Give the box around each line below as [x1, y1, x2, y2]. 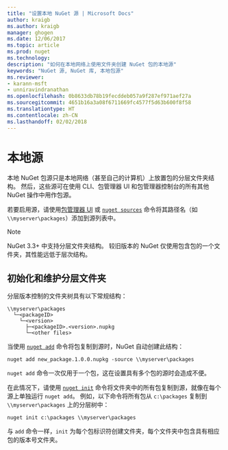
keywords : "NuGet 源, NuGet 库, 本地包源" [7, 67, 124, 74]
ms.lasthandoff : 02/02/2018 [7, 118, 88, 125]
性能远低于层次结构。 [30, 251, 91, 259]
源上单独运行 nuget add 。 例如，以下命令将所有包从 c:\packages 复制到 [7, 392, 207, 401]
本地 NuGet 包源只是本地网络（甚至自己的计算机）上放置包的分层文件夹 [7, 174, 209, 182]
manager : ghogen [7, 29, 53, 36]
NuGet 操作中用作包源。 [7, 191, 75, 199]
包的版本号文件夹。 [7, 436, 62, 444]
